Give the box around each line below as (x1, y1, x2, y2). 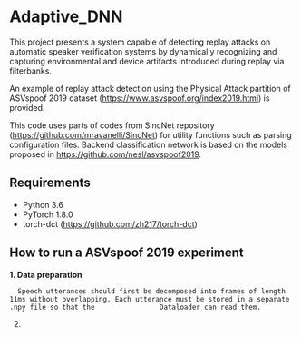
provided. (9, 102, 45, 113)
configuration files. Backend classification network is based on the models (9, 139, 288, 150)
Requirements (9, 175, 91, 191)
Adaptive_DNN (9, 6, 123, 27)
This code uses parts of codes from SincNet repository (9, 120, 215, 131)
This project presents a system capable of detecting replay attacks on (9, 36, 271, 47)
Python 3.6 (22, 199, 63, 210)
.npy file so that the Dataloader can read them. (9, 302, 261, 312)
